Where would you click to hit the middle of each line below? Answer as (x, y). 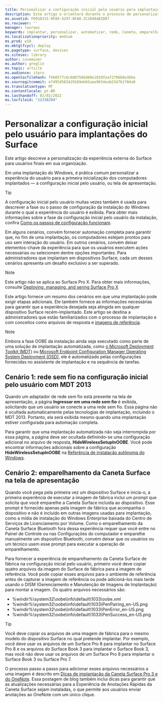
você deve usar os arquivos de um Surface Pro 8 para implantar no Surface (81, 644)
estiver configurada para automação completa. (52, 422)
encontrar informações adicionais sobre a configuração (61, 447)
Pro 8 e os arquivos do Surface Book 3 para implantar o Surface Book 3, (77, 649)
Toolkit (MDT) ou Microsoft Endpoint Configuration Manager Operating (76, 352)
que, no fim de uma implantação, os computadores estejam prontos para (78, 237)
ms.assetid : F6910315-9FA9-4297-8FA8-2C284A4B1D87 (57, 18)
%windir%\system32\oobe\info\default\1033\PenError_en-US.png (78, 609)
